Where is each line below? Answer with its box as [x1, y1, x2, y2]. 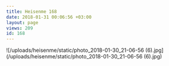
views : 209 [6, 25, 33, 31]
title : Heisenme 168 [6, 8, 58, 15]
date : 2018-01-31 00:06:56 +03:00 [6, 14, 92, 20]
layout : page [6, 19, 39, 25]
